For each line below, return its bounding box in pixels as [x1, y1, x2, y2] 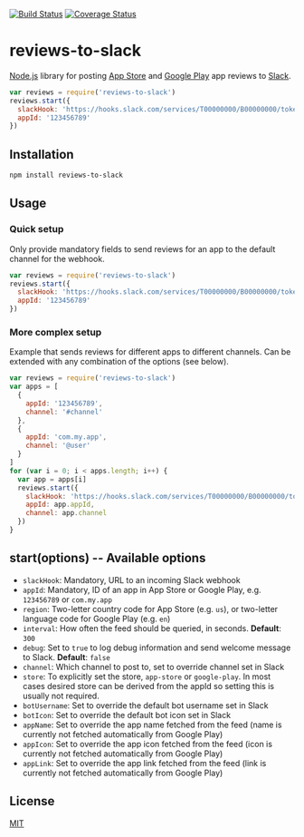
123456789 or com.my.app [22, 594, 113, 605]
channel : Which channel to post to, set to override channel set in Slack [22, 661, 285, 672]
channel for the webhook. [9, 253, 106, 264]
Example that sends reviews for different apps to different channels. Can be [9, 346, 291, 357]
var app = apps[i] [17, 474, 88, 484]
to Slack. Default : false [22, 651, 110, 662]
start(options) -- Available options [9, 550, 206, 566]
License [9, 793, 55, 809]
